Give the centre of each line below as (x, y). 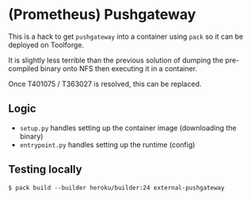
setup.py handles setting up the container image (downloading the (128, 127)
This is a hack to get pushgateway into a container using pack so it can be (126, 36)
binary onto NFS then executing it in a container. (119, 68)
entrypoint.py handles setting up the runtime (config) (107, 145)
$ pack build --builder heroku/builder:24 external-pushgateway (116, 187)
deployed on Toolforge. (46, 44)
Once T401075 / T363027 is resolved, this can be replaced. (105, 84)
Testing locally (45, 170)
